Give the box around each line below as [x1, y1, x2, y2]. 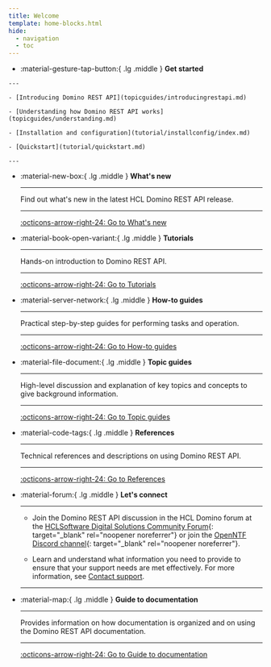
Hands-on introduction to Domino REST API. [19, 256, 167, 266]
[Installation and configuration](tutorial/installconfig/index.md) [15, 129, 251, 137]
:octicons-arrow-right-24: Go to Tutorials [19, 280, 156, 290]
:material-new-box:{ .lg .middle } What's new [19, 171, 172, 181]
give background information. [19, 389, 119, 399]
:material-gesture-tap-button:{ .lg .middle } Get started [19, 64, 204, 73]
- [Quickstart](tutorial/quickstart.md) [8, 143, 147, 152]
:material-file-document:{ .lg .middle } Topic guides [19, 357, 192, 367]
